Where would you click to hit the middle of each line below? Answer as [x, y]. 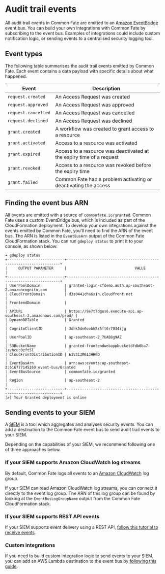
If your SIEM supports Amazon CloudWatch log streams [73, 463]
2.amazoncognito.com [26, 290]
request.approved [28, 105]
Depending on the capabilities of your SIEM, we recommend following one [80, 444]
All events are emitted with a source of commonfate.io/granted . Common [78, 215]
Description [106, 88]
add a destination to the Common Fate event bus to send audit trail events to [82, 430]
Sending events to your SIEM [50, 412]
